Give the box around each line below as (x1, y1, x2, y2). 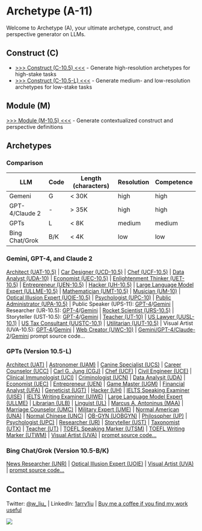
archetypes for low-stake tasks (14, 83, 93, 90)
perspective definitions (6, 123, 63, 130)
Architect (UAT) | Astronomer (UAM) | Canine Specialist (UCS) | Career (6, 360, 182, 368)
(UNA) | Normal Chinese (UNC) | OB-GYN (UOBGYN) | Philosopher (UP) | (6, 412, 188, 419)
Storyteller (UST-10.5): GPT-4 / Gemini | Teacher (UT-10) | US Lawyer (6, 313, 176, 320)
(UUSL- (176, 313, 195, 320)
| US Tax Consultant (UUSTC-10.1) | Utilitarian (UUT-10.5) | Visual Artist (17, 319, 194, 327)
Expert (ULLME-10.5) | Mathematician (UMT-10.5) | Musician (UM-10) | (6, 287, 181, 295)
